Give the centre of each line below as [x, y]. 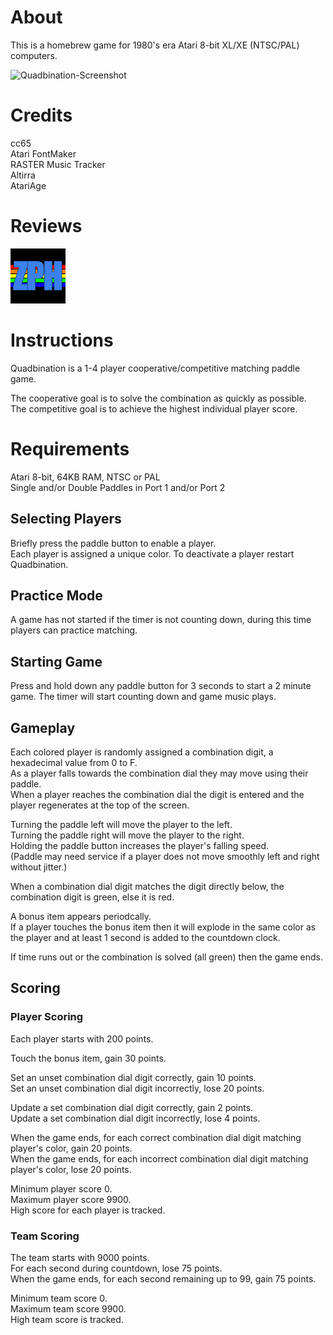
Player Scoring [47, 1017]
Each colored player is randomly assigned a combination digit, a [142, 752]
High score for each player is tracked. [88, 1210]
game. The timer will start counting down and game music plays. [143, 697]
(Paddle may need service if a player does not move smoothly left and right [165, 856]
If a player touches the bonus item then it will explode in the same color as [163, 927]
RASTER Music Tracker [58, 164]
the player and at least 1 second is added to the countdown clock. [145, 937]
